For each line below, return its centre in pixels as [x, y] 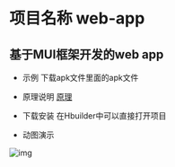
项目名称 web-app [77, 18]
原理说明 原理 [47, 97]
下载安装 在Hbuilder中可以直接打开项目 [94, 116]
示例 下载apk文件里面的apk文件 [80, 78]
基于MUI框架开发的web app [87, 54]
